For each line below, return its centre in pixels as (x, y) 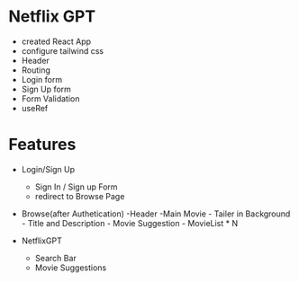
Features (42, 145)
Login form (42, 79)
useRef (35, 108)
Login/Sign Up (48, 169)
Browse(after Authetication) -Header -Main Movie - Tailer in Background (156, 214)
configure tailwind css (63, 50)
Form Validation (50, 98)
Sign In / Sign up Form (76, 187)
